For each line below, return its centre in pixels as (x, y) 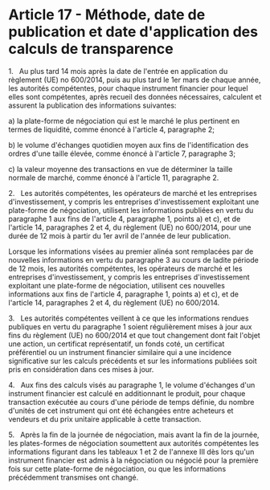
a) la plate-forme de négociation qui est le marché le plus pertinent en (124, 120)
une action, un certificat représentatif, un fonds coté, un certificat (117, 344)
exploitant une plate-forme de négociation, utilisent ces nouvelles (117, 285)
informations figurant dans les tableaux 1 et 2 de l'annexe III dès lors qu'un (131, 451)
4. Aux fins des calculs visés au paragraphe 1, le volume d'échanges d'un (132, 385)
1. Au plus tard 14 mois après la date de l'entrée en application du (118, 71)
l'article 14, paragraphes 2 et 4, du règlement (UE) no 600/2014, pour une (130, 227)
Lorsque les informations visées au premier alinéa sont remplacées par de (131, 251)
